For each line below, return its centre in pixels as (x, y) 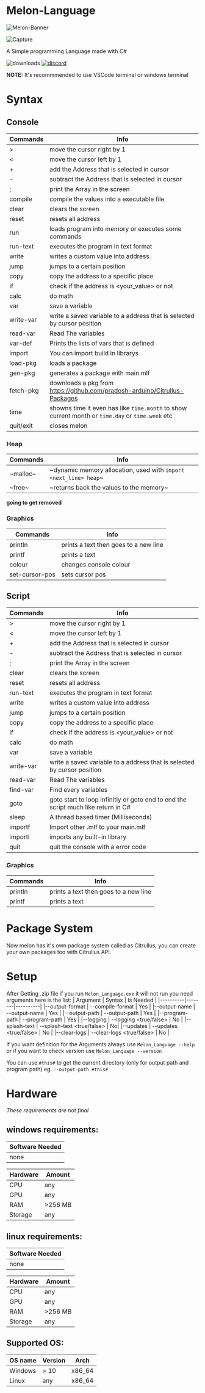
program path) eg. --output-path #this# (57, 1069)
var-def (21, 343)
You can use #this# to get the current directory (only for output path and (98, 1062)
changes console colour (96, 564)
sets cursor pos (84, 574)
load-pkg (23, 363)
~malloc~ (23, 474)
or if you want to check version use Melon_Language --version (84, 1051)
